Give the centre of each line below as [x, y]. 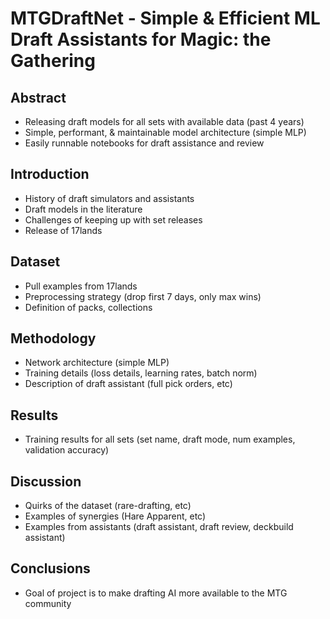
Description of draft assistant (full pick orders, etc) [128, 384]
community [48, 603]
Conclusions [50, 568]
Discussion [46, 481]
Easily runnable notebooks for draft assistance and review [144, 143]
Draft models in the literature [83, 209]
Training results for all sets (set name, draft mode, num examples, [160, 439]
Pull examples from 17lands [81, 286]
